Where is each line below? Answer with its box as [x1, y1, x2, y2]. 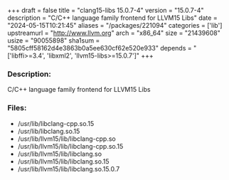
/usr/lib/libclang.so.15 [17, 127, 80, 135]
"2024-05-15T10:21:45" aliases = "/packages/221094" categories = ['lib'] [7, 21, 223, 29]
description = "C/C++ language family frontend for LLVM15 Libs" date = [7, 14, 218, 22]
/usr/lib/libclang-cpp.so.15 [17, 119, 95, 127]
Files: [7, 103, 27, 113]
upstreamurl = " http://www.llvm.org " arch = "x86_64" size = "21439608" [7, 28, 220, 37]
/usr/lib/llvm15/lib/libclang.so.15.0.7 [17, 164, 120, 173]
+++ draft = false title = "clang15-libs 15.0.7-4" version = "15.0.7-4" [7, 6, 204, 14]
